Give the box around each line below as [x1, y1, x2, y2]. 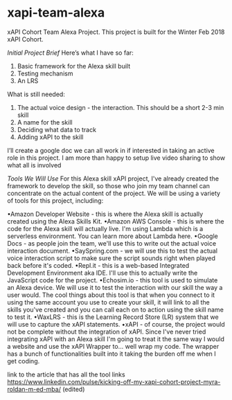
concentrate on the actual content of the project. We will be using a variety [7, 189, 220, 197]
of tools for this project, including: [7, 196, 104, 205]
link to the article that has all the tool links [7, 370, 126, 379]
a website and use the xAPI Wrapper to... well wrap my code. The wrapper [7, 342, 220, 350]
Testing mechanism [17, 69, 73, 78]
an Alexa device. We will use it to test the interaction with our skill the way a [7, 283, 223, 291]
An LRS [17, 76, 39, 84]
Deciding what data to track [17, 125, 97, 134]
